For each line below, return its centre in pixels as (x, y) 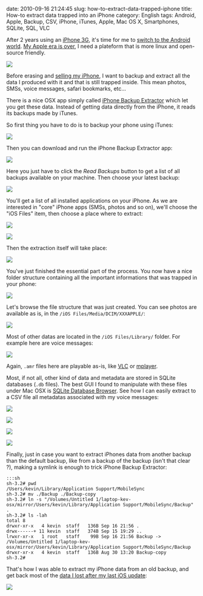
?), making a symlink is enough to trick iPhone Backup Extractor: (87, 467)
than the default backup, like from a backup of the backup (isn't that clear (98, 461)
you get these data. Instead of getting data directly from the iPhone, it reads (101, 107)
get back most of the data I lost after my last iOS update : (77, 575)
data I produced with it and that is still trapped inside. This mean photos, (96, 82)
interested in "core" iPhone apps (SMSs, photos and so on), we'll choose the (102, 207)
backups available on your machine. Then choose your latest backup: (93, 177)
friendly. (35, 53)
